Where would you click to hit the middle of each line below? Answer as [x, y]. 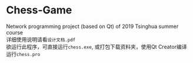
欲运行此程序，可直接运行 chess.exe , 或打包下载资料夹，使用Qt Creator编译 [96, 47]
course [15, 32]
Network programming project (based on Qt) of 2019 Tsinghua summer [92, 26]
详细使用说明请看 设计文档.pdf [41, 39]
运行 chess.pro [23, 54]
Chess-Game [39, 10]
